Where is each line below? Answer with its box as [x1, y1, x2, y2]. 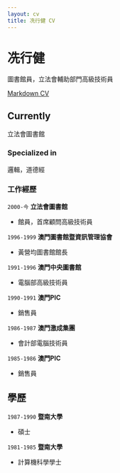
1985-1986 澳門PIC [7, 354, 61, 362]
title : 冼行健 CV [7, 17, 55, 24]
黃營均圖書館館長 [17, 248, 68, 256]
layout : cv [7, 10, 40, 18]
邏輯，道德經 [7, 165, 45, 173]
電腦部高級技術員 [17, 278, 68, 286]
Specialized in [7, 148, 57, 158]
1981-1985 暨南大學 [7, 442, 63, 451]
